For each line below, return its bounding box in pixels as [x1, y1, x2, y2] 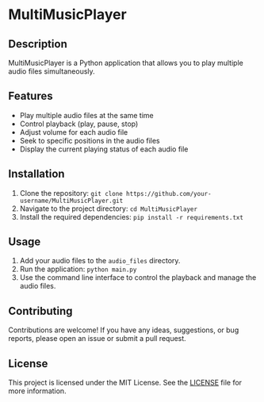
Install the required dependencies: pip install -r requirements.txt [19, 212, 244, 221]
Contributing [8, 304, 73, 318]
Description [8, 37, 67, 51]
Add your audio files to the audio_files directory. [19, 256, 181, 266]
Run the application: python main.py [19, 264, 137, 274]
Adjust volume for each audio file [19, 127, 128, 136]
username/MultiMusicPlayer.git [19, 197, 124, 205]
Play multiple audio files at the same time [19, 110, 154, 120]
